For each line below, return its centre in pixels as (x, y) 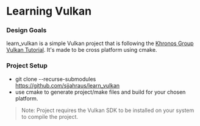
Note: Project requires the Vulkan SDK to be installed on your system (108, 110)
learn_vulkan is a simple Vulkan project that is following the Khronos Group (100, 43)
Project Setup (27, 66)
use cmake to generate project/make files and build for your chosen (100, 92)
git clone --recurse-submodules (55, 79)
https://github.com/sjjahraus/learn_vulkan (67, 85)
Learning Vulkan (49, 11)
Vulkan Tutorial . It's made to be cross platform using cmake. (82, 50)
